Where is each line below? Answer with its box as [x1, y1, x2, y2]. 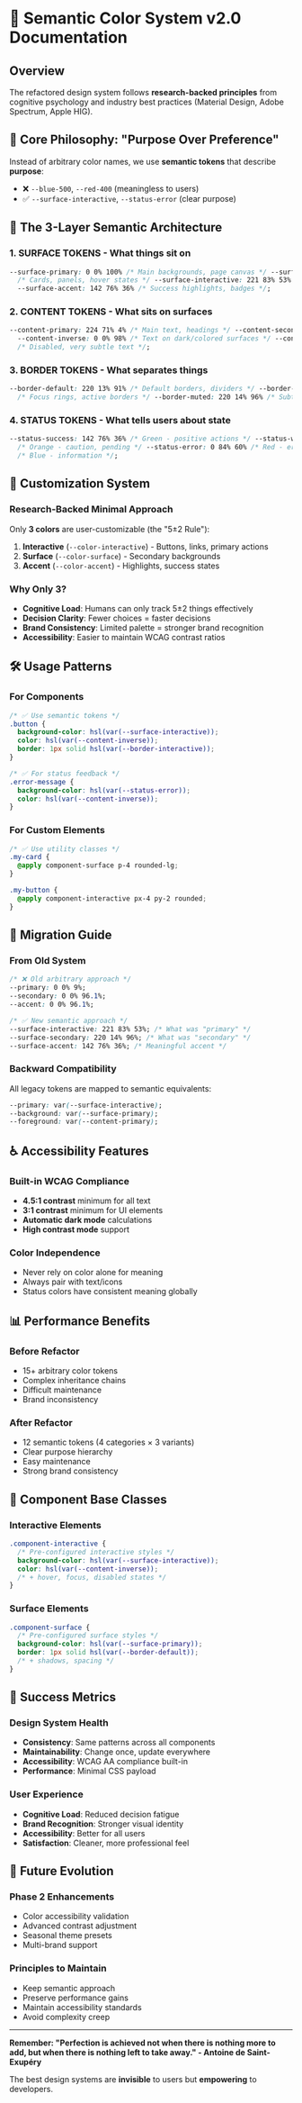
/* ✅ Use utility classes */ [9, 844, 120, 854]
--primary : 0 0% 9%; [9, 984, 87, 993]
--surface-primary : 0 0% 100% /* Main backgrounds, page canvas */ [9, 267, 268, 276]
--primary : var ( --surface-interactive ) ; [9, 1101, 164, 1110]
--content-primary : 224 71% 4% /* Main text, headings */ [9, 326, 231, 335]
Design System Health [9, 1717, 110, 1729]
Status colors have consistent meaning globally [22, 1286, 198, 1297]
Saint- [246, 2046, 271, 2057]
